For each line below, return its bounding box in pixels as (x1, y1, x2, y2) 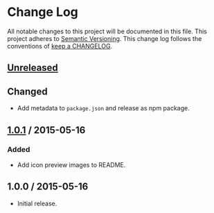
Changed (7, 85, 48, 97)
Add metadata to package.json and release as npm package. (17, 104, 190, 112)
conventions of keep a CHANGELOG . (7, 42, 113, 50)
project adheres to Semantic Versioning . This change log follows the (7, 34, 202, 42)
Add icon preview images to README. (17, 160, 126, 169)
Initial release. (17, 199, 57, 207)
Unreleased (7, 62, 59, 74)
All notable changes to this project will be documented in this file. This (7, 27, 208, 35)
